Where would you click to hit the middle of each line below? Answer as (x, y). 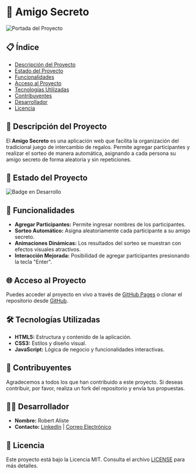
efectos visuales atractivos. (47, 249)
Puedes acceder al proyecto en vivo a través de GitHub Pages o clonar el (94, 294)
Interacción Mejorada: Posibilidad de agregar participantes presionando (102, 256)
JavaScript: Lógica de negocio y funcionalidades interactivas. (90, 349)
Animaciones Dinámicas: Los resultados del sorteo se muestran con (98, 243)
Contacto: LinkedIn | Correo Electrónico (63, 427)
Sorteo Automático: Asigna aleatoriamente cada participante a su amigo (102, 231)
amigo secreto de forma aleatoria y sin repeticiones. (69, 159)
